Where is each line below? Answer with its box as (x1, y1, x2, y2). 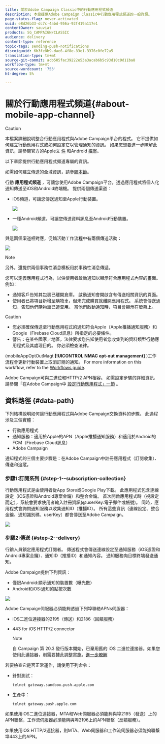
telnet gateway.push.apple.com (12, 702, 77, 707)
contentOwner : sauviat (5, 26, 52, 31)
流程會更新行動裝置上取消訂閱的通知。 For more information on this (5, 359, 142, 365)
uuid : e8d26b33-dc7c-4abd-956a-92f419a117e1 (5, 21, 98, 26)
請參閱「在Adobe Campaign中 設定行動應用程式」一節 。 (5, 381, 121, 387)
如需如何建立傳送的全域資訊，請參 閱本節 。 (5, 168, 92, 175)
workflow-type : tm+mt (5, 62, 50, 67)
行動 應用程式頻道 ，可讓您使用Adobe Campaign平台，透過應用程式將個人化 (5, 179, 160, 185)
